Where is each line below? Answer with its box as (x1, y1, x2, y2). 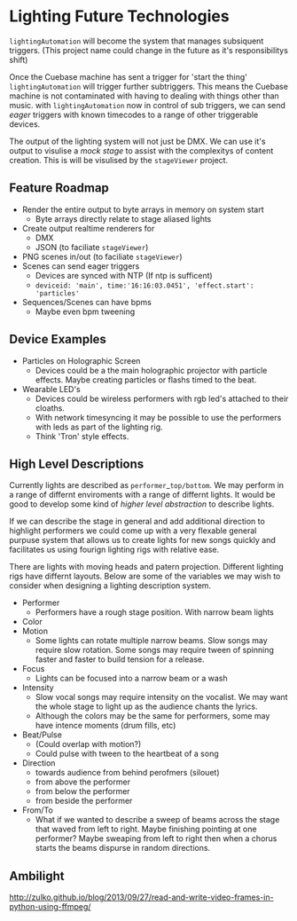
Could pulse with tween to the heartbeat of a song (35, 748, 219, 760)
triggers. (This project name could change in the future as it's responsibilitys (9, 44, 288, 55)
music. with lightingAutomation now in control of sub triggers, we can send (9, 99, 286, 110)
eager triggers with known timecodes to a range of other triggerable (9, 109, 259, 120)
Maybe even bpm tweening (35, 306, 136, 317)
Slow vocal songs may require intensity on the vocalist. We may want (35, 692, 288, 703)
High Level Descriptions (9, 456, 145, 471)
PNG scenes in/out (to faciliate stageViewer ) (21, 251, 184, 262)
